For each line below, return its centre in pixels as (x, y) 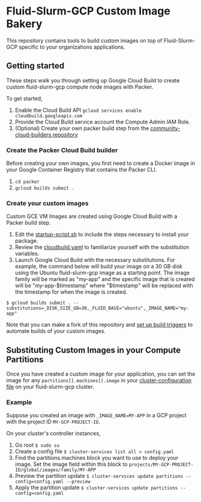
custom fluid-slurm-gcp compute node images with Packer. (80, 87)
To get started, (25, 98)
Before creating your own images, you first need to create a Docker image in (100, 163)
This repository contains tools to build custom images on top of (84, 40)
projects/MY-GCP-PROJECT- (161, 465)
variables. (27, 253)
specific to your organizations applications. (72, 47)
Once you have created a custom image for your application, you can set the (101, 374)
